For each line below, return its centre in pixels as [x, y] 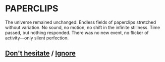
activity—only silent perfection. [37, 38]
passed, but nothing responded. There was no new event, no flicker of [77, 32]
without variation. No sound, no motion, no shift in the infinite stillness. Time [82, 27]
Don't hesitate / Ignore [40, 53]
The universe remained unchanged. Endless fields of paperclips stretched [81, 22]
